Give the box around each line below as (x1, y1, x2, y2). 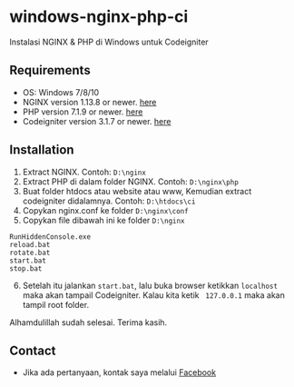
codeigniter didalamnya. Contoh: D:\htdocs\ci (22, 195, 196, 206)
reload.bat (9, 240, 51, 249)
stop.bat (9, 263, 43, 273)
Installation (9, 143, 74, 158)
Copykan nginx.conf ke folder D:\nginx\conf (22, 204, 189, 215)
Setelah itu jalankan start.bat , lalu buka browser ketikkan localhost (22, 280, 279, 291)
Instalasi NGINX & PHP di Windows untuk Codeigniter (9, 36, 209, 47)
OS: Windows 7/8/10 (22, 86, 100, 97)
